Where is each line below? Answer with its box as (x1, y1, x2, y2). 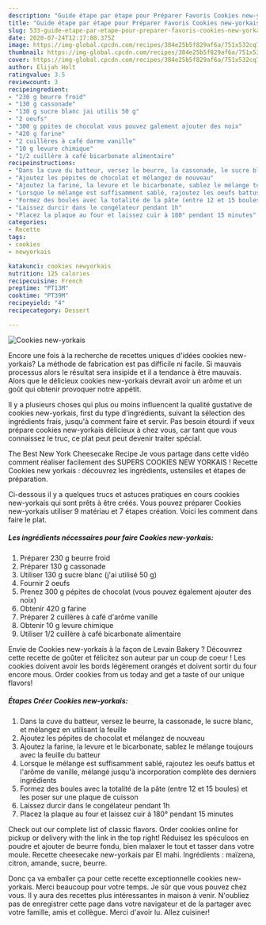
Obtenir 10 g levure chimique (19, 620, 114, 630)
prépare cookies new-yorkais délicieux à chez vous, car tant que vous (8, 425, 237, 434)
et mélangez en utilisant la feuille (19, 724, 127, 734)
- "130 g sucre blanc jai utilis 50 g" (8, 108, 140, 116)
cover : (8, 56, 30, 64)
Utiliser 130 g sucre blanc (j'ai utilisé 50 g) (19, 569, 157, 580)
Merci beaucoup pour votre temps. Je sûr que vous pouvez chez (35, 882, 248, 892)
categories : (8, 218, 47, 226)
